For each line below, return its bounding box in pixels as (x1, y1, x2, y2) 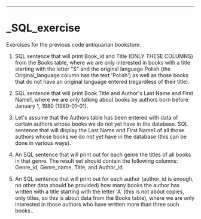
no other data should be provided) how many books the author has (14, 181, 180, 188)
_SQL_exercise (6, 22, 81, 35)
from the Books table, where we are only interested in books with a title (14, 59, 190, 66)
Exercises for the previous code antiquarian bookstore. (6, 41, 142, 48)
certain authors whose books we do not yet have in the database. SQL (14, 120, 188, 127)
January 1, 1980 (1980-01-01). (14, 102, 89, 109)
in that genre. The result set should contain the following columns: (14, 157, 178, 165)
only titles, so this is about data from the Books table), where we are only (14, 194, 195, 201)
